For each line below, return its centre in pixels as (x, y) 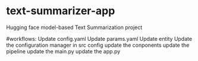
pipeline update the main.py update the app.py (63, 51)
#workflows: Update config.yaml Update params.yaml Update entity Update (99, 38)
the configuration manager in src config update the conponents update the (98, 45)
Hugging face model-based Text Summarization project (74, 27)
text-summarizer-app (61, 11)
